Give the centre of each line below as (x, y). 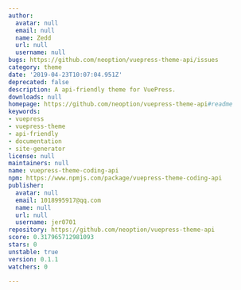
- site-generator (37, 149)
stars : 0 (23, 245)
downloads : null (35, 97)
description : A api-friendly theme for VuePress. (92, 89)
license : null (32, 156)
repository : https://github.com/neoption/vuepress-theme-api (112, 230)
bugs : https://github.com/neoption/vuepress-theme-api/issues (113, 60)
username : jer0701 (46, 222)
